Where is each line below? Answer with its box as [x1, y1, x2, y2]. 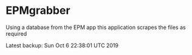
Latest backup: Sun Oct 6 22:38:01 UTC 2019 [5, 42, 119, 49]
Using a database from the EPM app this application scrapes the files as [5, 24, 186, 31]
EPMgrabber [5, 4, 70, 18]
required [5, 30, 27, 37]
